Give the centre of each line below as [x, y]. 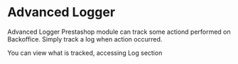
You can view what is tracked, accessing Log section [85, 53]
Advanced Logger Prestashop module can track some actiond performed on [119, 32]
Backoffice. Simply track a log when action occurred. [85, 39]
